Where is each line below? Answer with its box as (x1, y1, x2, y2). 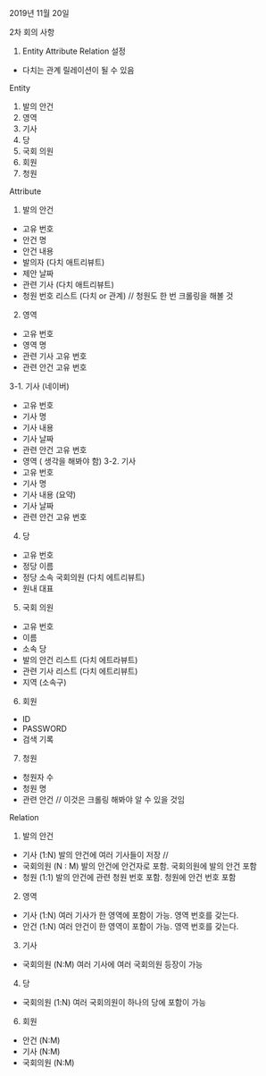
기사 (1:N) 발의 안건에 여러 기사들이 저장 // (21, 850, 170, 860)
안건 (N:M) (21, 1035, 61, 1046)
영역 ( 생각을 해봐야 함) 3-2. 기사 (21, 456, 137, 467)
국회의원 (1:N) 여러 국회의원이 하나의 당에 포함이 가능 (21, 997, 207, 1007)
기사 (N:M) (21, 1047, 61, 1056)
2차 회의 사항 (9, 27, 55, 38)
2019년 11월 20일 (9, 8, 70, 18)
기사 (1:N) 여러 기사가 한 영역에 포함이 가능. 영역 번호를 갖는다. (21, 910, 239, 920)
